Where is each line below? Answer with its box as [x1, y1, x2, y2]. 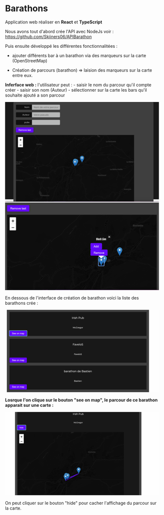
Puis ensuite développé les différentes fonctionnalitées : [5, 43, 118, 49]
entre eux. [12, 72, 33, 78]
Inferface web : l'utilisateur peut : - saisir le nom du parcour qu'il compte [5, 81, 152, 88]
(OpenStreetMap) [12, 58, 48, 63]
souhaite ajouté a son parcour [5, 92, 65, 98]
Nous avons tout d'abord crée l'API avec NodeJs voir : [5, 28, 114, 34]
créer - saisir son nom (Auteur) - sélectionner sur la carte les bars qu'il [5, 87, 147, 93]
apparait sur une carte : [5, 402, 54, 408]
